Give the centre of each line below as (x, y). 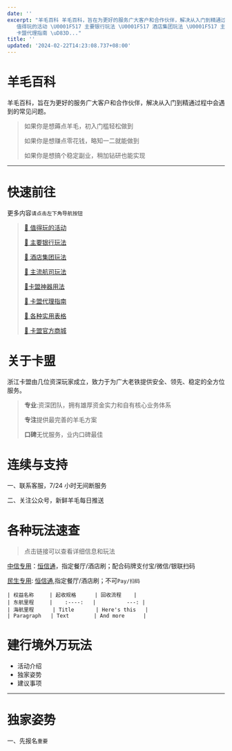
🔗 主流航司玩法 (45, 271)
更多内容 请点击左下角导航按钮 (45, 212)
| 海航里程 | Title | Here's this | (78, 610)
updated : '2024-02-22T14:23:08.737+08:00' (69, 46)
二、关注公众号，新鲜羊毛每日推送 (56, 500)
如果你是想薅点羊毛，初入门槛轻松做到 (78, 126)
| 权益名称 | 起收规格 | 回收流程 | (72, 595)
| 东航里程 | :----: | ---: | (76, 602)
